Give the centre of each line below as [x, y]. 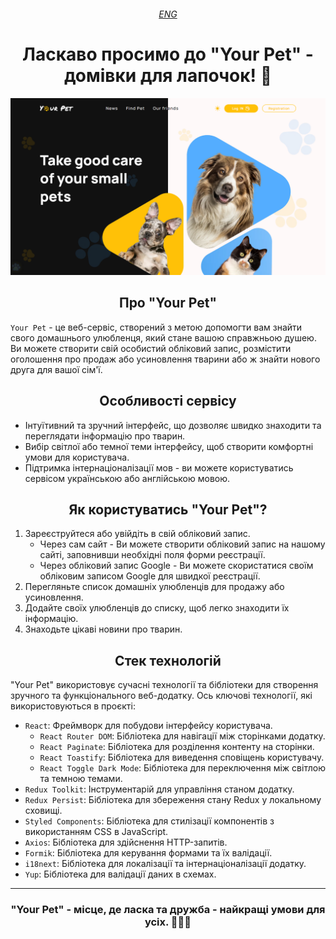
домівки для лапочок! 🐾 [168, 75]
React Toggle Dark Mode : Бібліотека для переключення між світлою [182, 768]
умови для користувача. [77, 457]
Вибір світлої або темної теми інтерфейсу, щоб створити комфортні [169, 446]
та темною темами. [81, 779]
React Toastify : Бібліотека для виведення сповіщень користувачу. [182, 757]
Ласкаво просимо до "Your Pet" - [168, 54]
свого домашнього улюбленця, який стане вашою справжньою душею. [163, 337]
